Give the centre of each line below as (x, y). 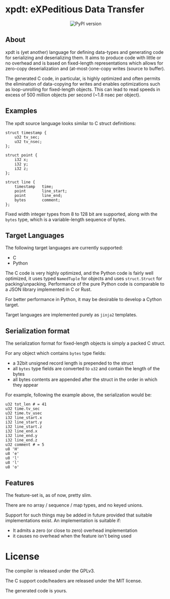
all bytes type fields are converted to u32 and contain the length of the (86, 369)
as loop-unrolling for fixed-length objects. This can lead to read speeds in (83, 89)
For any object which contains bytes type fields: (56, 353)
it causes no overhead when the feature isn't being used (72, 536)
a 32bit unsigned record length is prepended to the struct (73, 363)
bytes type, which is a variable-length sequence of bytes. (66, 219)
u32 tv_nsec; (28, 142)
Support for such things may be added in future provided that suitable (79, 515)
